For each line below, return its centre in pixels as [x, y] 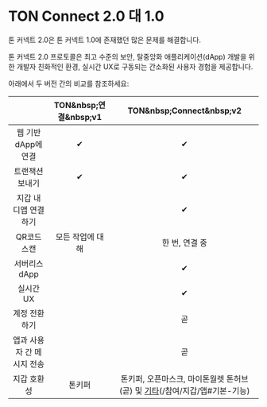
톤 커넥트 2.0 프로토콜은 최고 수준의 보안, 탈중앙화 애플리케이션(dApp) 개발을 [128, 56]
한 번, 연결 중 [185, 242]
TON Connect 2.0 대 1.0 [86, 16]
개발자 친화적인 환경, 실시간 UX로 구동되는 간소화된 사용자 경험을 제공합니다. [135, 66]
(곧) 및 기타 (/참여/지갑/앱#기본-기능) [184, 390]
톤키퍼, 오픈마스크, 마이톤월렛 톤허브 [184, 378]
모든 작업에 [75, 237]
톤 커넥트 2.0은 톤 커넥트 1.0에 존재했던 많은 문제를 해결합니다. [104, 40]
